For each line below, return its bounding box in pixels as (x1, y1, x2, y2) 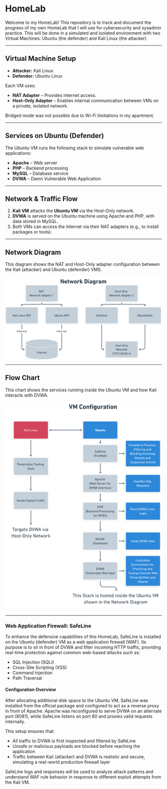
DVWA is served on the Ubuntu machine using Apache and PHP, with (12, 213, 155, 219)
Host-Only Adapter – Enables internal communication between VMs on (12, 98, 159, 104)
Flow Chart (5, 374, 40, 382)
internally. (5, 719, 26, 725)
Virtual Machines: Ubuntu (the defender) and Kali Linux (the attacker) (5, 35, 147, 41)
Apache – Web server (12, 160, 58, 166)
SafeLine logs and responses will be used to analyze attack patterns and (5, 769, 154, 775)
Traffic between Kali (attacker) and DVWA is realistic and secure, (12, 754, 145, 760)
